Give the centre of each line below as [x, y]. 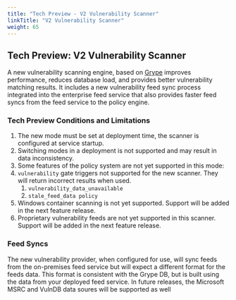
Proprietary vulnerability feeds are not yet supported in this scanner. [117, 218]
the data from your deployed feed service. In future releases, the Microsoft [116, 282]
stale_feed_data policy [63, 196]
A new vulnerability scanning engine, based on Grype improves [99, 73]
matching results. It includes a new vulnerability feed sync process [104, 87]
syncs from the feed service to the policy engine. [79, 102]
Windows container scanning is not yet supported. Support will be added [123, 203]
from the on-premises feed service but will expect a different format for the [116, 267]
